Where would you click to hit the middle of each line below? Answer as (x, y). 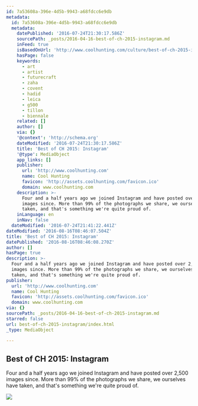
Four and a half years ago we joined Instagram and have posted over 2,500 (97, 373)
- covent (32, 89)
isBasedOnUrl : (34, 50)
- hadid (31, 94)
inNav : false (33, 220)
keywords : (29, 61)
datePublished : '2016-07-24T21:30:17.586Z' (71, 34)
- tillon (32, 110)
